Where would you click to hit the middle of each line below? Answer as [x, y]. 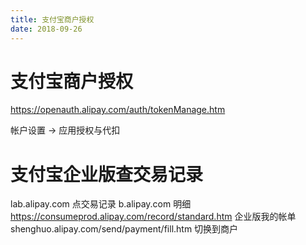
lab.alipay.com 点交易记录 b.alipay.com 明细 [101, 204]
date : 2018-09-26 [46, 29]
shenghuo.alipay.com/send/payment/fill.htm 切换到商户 [124, 229]
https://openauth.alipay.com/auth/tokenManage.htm [118, 110]
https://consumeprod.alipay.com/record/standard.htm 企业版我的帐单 [153, 217]
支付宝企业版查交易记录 [107, 174]
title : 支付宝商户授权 [52, 19]
